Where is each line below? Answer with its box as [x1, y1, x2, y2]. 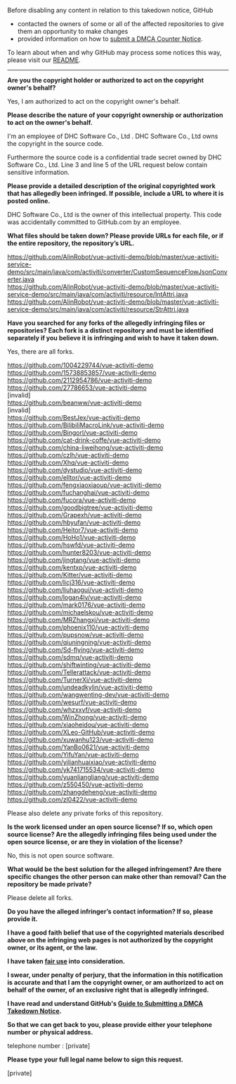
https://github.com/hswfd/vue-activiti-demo [7, 541, 136, 549]
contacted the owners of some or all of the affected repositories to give [17, 20, 225, 27]
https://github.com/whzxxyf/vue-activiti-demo [7, 706, 142, 714]
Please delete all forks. [7, 894, 74, 901]
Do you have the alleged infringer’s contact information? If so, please [7, 907, 214, 916]
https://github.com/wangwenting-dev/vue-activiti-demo [7, 691, 170, 698]
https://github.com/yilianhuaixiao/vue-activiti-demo [7, 758, 157, 766]
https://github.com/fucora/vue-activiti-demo [7, 496, 136, 504]
